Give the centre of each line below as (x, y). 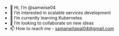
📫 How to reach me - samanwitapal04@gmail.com (62, 28)
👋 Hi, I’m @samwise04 (33, 8)
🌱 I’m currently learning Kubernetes (46, 18)
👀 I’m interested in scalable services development (60, 13)
